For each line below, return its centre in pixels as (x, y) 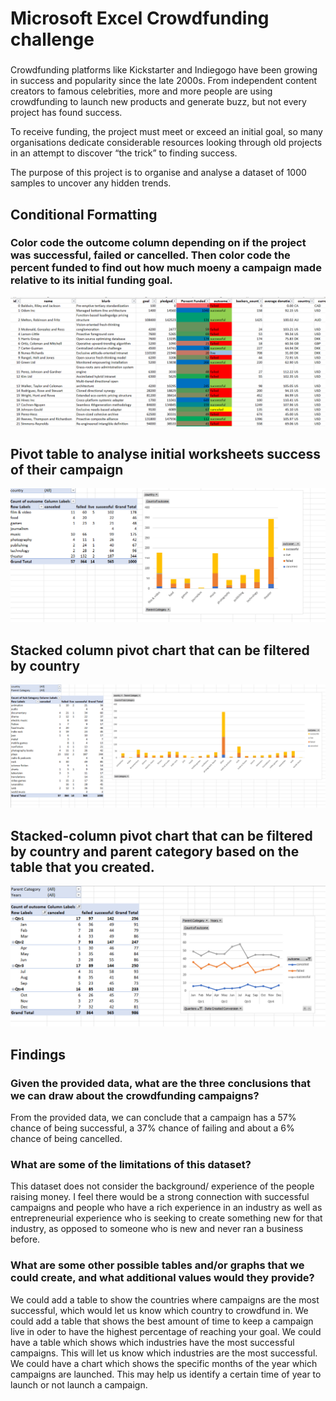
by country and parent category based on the (155, 851)
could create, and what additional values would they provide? (162, 1278)
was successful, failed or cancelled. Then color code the (150, 255)
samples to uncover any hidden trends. (91, 183)
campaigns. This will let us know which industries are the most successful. (164, 1353)
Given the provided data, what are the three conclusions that (161, 1083)
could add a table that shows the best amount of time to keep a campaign (162, 1321)
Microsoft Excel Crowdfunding (140, 18)
